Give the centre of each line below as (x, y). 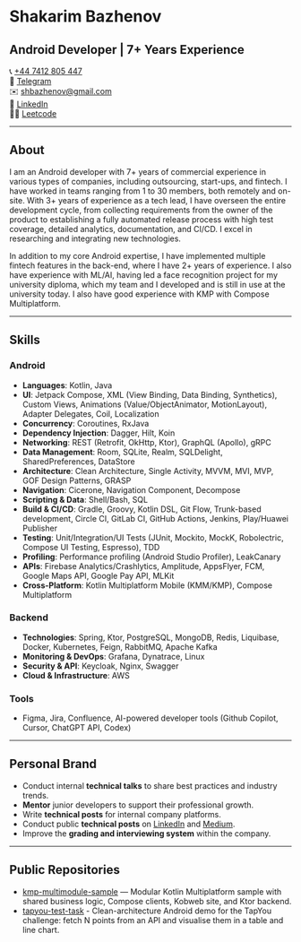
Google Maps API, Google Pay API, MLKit (98, 575)
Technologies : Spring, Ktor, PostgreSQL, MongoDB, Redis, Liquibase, (150, 637)
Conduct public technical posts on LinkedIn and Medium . (129, 824)
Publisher (40, 528)
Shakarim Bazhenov (86, 17)
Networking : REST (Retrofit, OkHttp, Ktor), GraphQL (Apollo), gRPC (146, 442)
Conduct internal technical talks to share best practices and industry (150, 785)
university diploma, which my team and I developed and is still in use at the (147, 284)
